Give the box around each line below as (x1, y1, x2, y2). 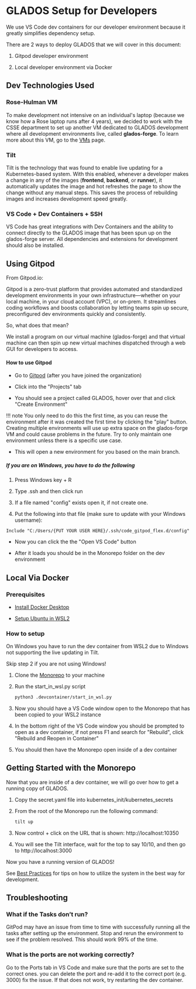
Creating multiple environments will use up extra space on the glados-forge (6, 425, 188, 432)
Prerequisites (6, 590, 45, 598)
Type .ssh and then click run (14, 488, 83, 495)
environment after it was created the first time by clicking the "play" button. (6, 418, 188, 425)
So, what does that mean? (6, 322, 69, 329)
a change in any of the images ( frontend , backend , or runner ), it (6, 177, 163, 184)
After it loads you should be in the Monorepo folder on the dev (14, 550, 165, 557)
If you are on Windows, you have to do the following (6, 461, 135, 468)
